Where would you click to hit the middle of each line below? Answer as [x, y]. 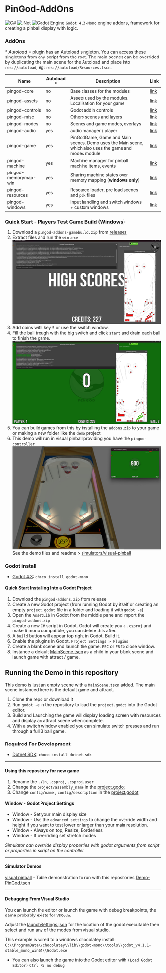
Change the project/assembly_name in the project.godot [68, 787]
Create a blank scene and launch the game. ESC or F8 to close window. [84, 646]
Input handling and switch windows [106, 202]
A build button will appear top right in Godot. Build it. [66, 636]
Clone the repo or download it [42, 699]
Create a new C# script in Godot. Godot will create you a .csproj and [82, 625]
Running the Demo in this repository [62, 673]
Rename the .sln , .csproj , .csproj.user [53, 782]
